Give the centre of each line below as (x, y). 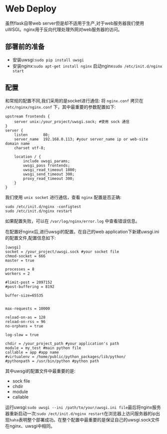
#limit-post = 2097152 (29, 282)
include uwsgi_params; (47, 161)
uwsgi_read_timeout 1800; (50, 170)
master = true (20, 260)
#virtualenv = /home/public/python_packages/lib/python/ (66, 356)
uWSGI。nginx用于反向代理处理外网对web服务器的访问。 (64, 29)
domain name (17, 143)
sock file (21, 381)
